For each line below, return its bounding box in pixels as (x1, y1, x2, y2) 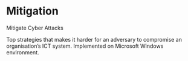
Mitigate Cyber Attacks (6, 24, 63, 31)
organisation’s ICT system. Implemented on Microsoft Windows (6, 42, 164, 50)
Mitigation (6, 4, 59, 18)
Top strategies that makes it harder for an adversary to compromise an (6, 36, 183, 43)
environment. (6, 48, 39, 56)
